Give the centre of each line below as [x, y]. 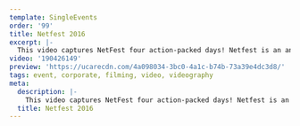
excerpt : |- [31, 42]
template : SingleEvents [54, 17]
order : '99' [31, 26]
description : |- [47, 91]
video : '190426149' [46, 59]
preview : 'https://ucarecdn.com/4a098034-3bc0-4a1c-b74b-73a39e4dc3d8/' [147, 67]
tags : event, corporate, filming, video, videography [112, 75]
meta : [19, 83]
